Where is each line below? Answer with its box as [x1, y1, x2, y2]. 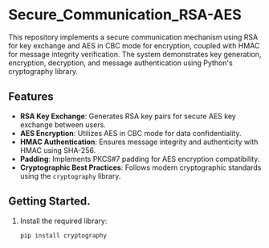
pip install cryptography [19, 231, 107, 239]
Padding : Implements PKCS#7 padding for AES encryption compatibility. [19, 154, 260, 163]
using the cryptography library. [19, 171, 121, 180]
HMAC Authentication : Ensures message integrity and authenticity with [19, 137, 259, 147]
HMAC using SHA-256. [19, 145, 96, 155]
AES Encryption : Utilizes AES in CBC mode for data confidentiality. [19, 128, 242, 138]
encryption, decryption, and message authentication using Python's [8, 58, 233, 68]
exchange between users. [19, 119, 106, 130]
